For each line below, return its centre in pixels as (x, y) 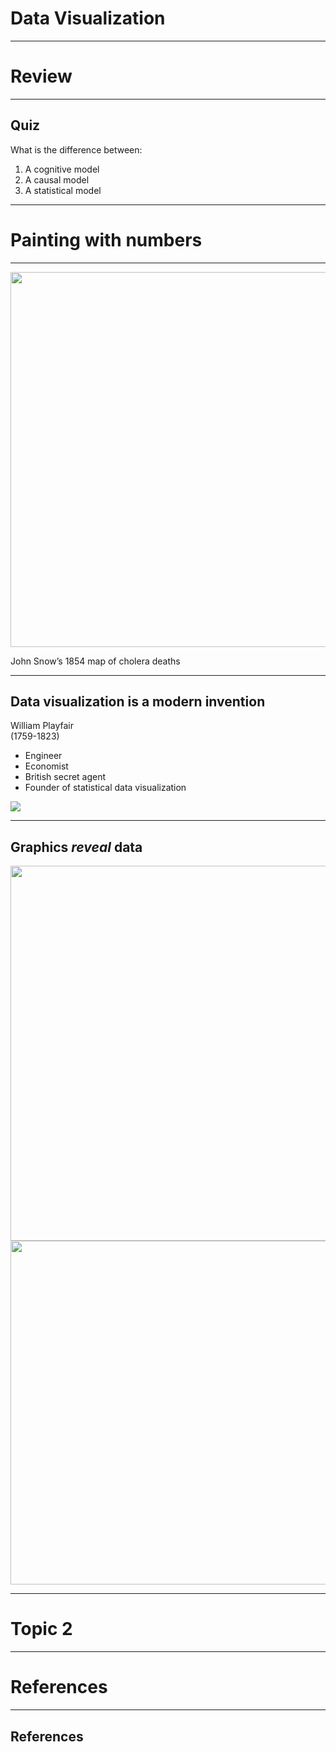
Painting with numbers (106, 239)
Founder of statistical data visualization (105, 788)
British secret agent (65, 777)
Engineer (43, 756)
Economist (46, 766)
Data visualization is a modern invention (138, 702)
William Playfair (42, 726)
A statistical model (63, 190)
